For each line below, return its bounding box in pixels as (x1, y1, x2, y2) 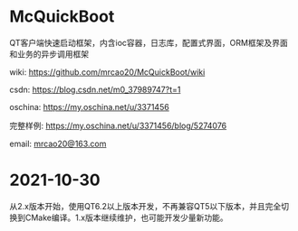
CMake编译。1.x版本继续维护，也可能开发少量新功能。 (24, 212, 228, 223)
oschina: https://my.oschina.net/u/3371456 (9, 101, 169, 112)
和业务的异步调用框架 (9, 48, 89, 60)
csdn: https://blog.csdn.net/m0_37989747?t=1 (9, 84, 181, 95)
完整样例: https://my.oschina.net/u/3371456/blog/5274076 (9, 120, 227, 131)
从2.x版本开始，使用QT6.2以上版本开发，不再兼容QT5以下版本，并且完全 (9, 200, 282, 211)
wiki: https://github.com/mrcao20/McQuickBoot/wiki (9, 66, 206, 78)
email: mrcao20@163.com (9, 138, 107, 149)
